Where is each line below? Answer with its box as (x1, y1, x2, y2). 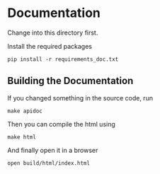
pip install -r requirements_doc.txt (7, 55, 119, 63)
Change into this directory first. (7, 28, 98, 37)
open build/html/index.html (7, 159, 91, 167)
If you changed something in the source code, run (7, 93, 154, 102)
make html (7, 133, 37, 141)
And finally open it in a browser (7, 146, 98, 154)
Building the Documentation (7, 75, 134, 87)
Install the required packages (7, 42, 93, 50)
